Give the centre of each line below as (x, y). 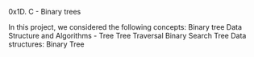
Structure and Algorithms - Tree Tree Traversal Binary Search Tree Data (127, 36)
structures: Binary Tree (46, 44)
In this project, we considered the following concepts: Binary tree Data (125, 27)
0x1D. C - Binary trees (45, 12)
